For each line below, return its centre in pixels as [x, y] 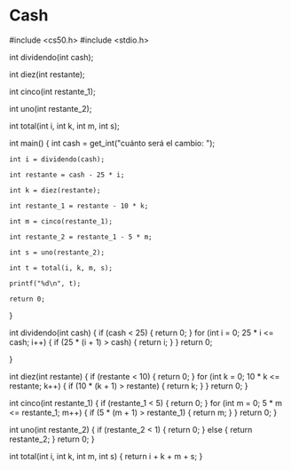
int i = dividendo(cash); [57, 159]
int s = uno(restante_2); [57, 252]
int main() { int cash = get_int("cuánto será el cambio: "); [112, 143]
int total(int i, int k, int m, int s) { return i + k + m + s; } [106, 456]
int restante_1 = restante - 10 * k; [79, 206]
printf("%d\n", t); [45, 283]
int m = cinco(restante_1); [61, 221]
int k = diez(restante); [55, 190]
